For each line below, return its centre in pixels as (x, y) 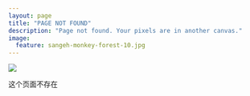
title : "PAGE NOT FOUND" (50, 23)
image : (19, 38)
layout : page (30, 16)
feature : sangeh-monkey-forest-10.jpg (81, 46)
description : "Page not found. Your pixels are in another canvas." (125, 30)
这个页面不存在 (33, 84)
